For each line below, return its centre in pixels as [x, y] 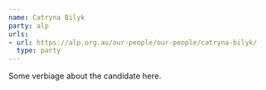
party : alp [29, 26]
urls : [18, 34]
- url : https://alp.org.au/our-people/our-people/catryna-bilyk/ [133, 42]
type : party [39, 51]
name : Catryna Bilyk [47, 17]
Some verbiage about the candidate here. [85, 76]
